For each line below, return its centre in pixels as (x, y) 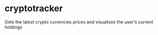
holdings (14, 27)
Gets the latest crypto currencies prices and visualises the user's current (79, 22)
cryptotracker (34, 9)
